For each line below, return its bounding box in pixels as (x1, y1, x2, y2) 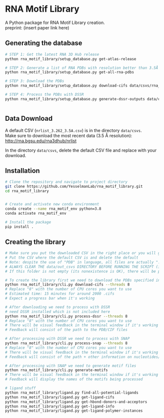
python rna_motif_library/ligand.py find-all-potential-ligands (5, 390, 139, 395)
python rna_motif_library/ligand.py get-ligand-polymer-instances (5, 408, 143, 414)
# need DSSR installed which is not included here (5, 309, 110, 314)
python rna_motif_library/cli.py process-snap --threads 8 (5, 341, 128, 346)
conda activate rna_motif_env (5, 211, 67, 216)
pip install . (5, 224, 34, 229)
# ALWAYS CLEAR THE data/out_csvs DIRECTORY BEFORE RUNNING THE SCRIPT (5, 264, 154, 269)
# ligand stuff (5, 386, 36, 391)
